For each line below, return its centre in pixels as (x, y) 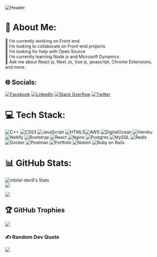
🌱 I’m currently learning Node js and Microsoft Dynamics (62, 56)
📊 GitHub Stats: (39, 163)
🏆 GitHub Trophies (35, 210)
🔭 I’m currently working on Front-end (42, 41)
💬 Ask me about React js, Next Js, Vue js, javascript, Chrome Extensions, (79, 62)
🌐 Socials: (21, 83)
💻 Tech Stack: (35, 115)
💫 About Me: (31, 27)
